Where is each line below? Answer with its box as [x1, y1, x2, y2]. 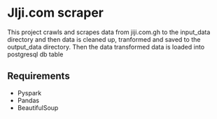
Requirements [7, 70, 70, 82]
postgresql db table [7, 50, 64, 58]
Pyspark [17, 88, 42, 97]
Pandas [17, 96, 40, 104]
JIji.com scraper [7, 5, 104, 21]
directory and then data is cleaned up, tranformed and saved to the [7, 35, 201, 43]
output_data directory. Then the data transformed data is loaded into [7, 42, 205, 51]
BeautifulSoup [17, 103, 59, 112]
